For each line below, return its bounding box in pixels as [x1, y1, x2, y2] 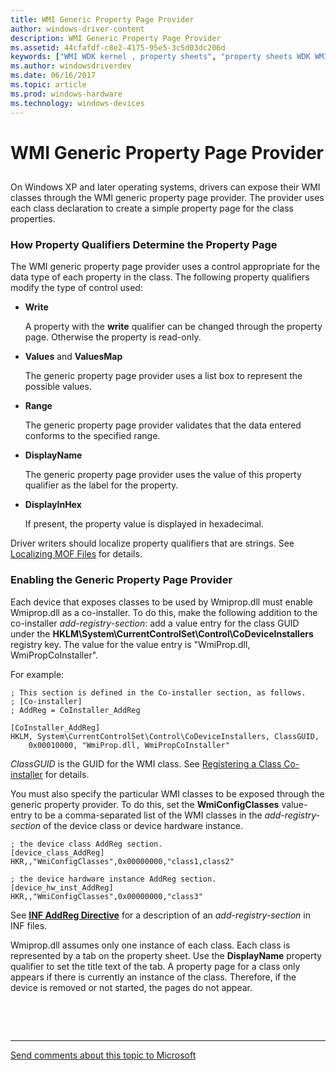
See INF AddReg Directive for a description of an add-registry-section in [10, 909, 311, 921]
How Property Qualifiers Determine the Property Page [10, 238, 278, 251]
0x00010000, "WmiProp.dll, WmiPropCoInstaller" [28, 740, 230, 750]
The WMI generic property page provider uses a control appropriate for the [10, 261, 321, 273]
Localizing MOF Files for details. [10, 548, 143, 560]
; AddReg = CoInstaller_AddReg [10, 705, 141, 715]
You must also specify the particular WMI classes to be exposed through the [10, 787, 325, 800]
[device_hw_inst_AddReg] [10, 882, 114, 893]
